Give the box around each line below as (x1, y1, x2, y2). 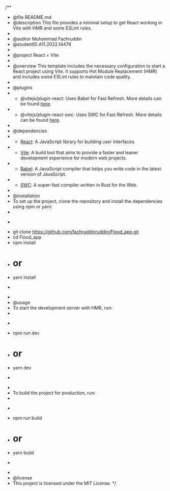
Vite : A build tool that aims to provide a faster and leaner (20, 150, 138, 155)
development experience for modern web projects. (20, 155, 127, 161)
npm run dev (12, 330, 40, 336)
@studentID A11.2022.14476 (12, 41, 71, 47)
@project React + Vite (12, 52, 59, 58)
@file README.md (12, 14, 52, 20)
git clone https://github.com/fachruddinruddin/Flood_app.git (12, 229, 139, 235)
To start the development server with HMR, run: (12, 305, 113, 311)
